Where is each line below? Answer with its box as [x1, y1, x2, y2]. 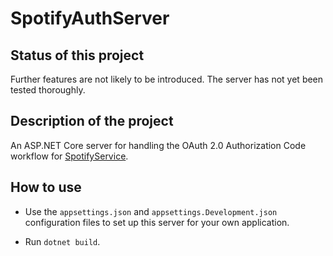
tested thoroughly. [10, 84, 86, 96]
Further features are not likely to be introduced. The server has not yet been [10, 73, 324, 85]
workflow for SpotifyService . [10, 150, 129, 162]
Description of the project [10, 113, 174, 130]
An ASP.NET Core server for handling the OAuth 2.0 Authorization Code [10, 139, 307, 151]
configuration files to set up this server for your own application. [24, 216, 290, 228]
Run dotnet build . [24, 235, 101, 247]
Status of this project [10, 47, 145, 64]
